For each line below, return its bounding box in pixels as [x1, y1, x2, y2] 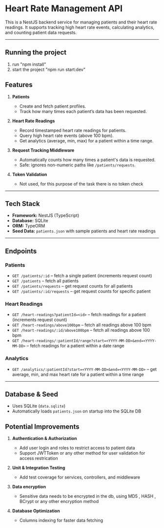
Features [5, 81, 33, 89]
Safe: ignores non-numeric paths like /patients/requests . [19, 162, 136, 168]
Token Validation [12, 171, 47, 177]
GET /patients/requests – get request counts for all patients [12, 283, 133, 289]
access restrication [19, 456, 58, 461]
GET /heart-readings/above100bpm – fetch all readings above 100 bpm [12, 322, 152, 328]
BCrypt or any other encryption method [19, 499, 99, 505]
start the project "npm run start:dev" [12, 67, 85, 72]
